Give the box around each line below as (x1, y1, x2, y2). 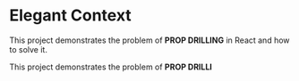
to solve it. (9, 44, 47, 54)
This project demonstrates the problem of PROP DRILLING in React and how (9, 35, 290, 45)
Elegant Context (9, 5, 132, 26)
